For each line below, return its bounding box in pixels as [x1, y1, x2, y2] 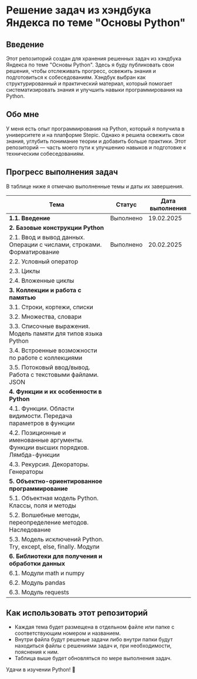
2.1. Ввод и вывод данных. [9, 233, 85, 241]
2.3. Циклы [9, 267, 40, 275]
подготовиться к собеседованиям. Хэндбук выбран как [6, 74, 146, 81]
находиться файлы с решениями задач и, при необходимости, [14, 642, 172, 650]
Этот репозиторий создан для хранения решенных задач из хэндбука [6, 55, 182, 62]
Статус [116, 200, 137, 209]
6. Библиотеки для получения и [9, 552, 103, 560]
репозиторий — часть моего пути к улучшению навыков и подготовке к [6, 143, 186, 150]
